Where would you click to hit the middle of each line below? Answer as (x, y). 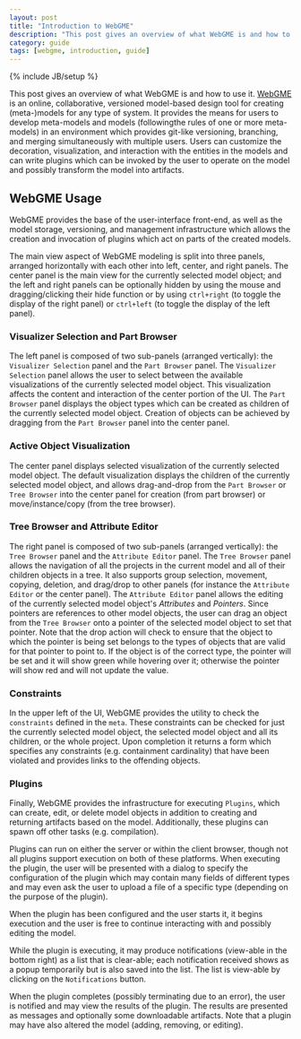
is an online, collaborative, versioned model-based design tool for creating (146, 103)
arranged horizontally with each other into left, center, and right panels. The (149, 265)
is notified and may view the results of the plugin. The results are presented (149, 1006)
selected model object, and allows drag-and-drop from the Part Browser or (148, 484)
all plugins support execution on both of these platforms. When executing (145, 859)
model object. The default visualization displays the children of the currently (150, 475)
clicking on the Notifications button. (77, 979)
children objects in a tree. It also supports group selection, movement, (138, 575)
